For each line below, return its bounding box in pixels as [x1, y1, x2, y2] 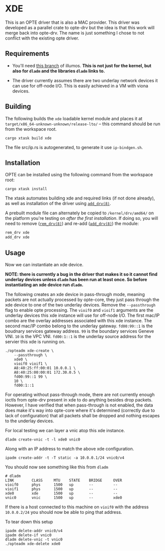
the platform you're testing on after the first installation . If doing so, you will [5, 215, 159, 221]
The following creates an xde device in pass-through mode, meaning [5, 291, 145, 297]
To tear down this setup [5, 518, 53, 525]
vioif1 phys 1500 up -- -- [5, 486, 118, 492]
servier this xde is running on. [5, 339, 66, 345]
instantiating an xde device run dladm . [5, 282, 84, 288]
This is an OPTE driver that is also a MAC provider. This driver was [5, 19, 140, 25]
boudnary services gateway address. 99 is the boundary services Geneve [5, 328, 154, 334]
